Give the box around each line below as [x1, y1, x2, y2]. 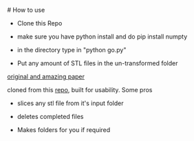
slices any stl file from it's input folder [17, 99, 124, 107]
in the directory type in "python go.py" [17, 46, 127, 54]
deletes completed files [17, 113, 84, 120]
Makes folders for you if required [17, 126, 111, 133]
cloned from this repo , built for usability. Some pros [7, 86, 153, 94]
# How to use [7, 6, 45, 14]
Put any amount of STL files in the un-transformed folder [17, 59, 178, 67]
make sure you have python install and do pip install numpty [17, 32, 188, 41]
